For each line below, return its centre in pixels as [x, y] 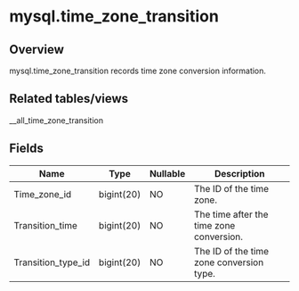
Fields [27, 149]
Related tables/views [69, 99]
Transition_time [46, 225]
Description [239, 173]
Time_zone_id [43, 194]
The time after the [231, 214]
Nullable [168, 173]
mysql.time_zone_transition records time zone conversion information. [138, 71]
